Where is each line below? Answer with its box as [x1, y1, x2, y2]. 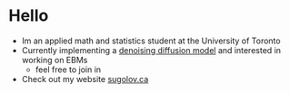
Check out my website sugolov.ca [21, 73, 149, 84]
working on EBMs [21, 54, 88, 65]
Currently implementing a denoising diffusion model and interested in [21, 44, 281, 55]
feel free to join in [35, 64, 102, 75]
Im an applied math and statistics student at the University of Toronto [21, 35, 281, 46]
